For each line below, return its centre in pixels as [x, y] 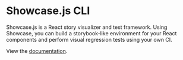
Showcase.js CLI [48, 11]
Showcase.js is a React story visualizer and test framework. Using [87, 27]
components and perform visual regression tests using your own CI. [89, 39]
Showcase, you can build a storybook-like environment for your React [91, 33]
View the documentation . [37, 51]
